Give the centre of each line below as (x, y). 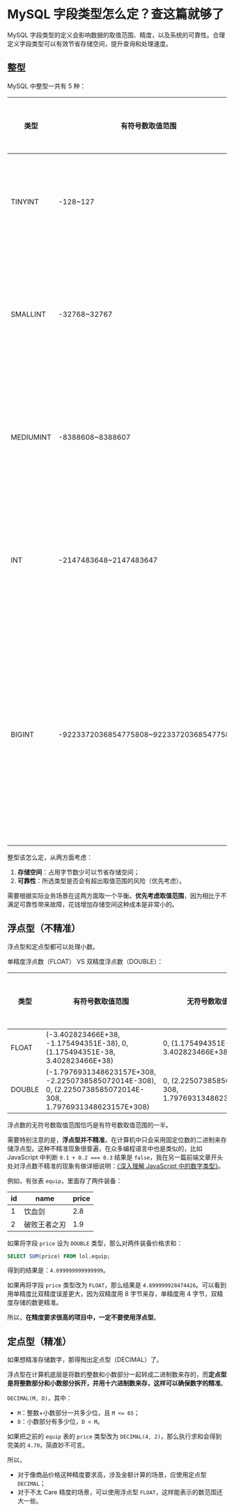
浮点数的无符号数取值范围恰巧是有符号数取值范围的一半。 (89, 1125)
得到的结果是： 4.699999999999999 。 (58, 1270)
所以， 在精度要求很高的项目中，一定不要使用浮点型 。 (84, 1317)
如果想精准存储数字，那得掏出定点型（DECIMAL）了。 (85, 1360)
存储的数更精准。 (38, 1302)
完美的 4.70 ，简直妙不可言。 (48, 1445)
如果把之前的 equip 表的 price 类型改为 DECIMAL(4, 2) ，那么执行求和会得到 (115, 1436)
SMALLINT (29, 314)
